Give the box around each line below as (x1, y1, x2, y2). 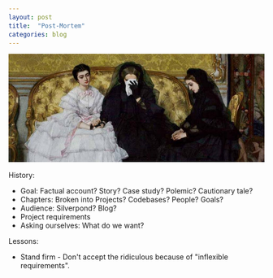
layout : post (8, 13, 53, 21)
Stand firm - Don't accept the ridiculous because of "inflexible (19, 252, 229, 262)
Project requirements (19, 211, 91, 221)
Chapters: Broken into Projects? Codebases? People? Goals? (19, 194, 223, 204)
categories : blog (8, 30, 67, 38)
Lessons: (8, 236, 39, 245)
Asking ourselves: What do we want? (19, 220, 145, 230)
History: (8, 170, 35, 180)
